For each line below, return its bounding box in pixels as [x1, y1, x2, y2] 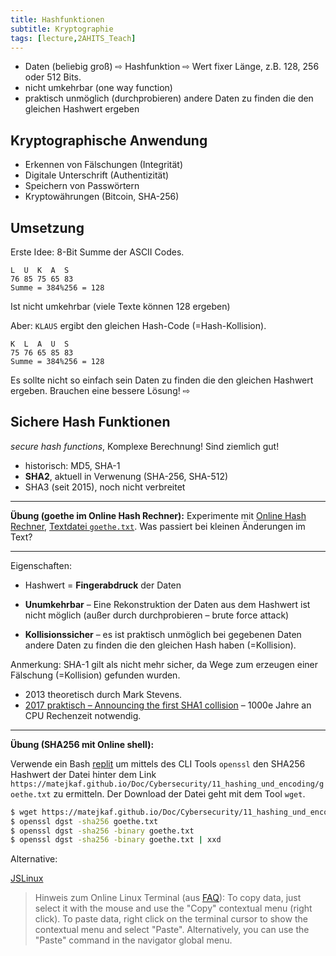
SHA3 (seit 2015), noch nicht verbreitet [24, 481, 186, 493]
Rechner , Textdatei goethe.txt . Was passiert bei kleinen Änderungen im [10, 520, 306, 532]
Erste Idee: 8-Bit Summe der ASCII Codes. [10, 246, 185, 258]
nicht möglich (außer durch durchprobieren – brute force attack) [24, 609, 290, 621]
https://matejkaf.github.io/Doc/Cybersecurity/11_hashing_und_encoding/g [10, 779, 325, 789]
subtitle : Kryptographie [10, 24, 114, 34]
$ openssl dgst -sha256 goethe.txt [10, 816, 159, 826]
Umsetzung [10, 219, 85, 236]
